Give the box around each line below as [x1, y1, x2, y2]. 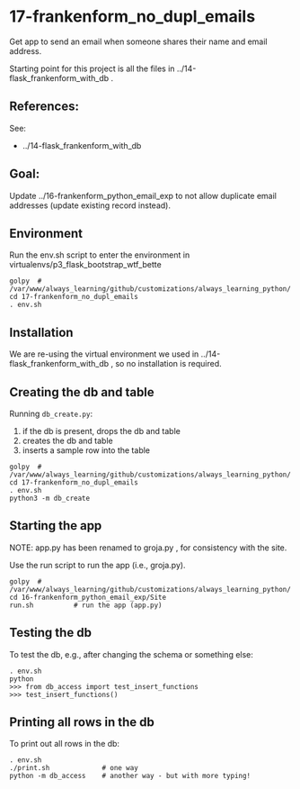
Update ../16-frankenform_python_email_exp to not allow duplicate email [9, 190, 277, 201]
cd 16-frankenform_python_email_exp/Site [9, 593, 167, 602]
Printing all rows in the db [9, 714, 154, 730]
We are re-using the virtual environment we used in [9, 349, 199, 359]
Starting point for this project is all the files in [9, 63, 175, 74]
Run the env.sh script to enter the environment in [9, 249, 190, 260]
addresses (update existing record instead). [9, 200, 171, 211]
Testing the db [9, 625, 93, 640]
